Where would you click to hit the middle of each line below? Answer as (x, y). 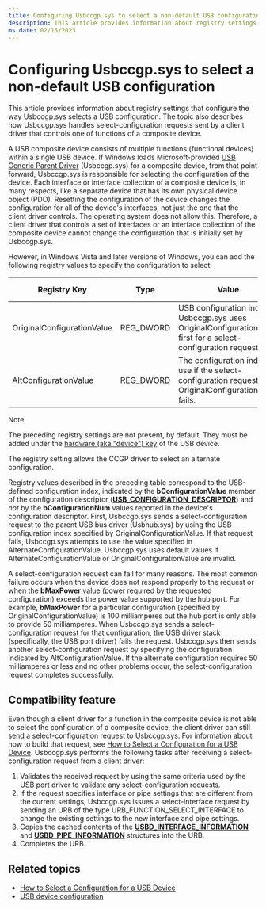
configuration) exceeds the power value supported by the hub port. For (124, 599)
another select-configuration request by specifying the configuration (120, 650)
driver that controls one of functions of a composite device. (105, 134)
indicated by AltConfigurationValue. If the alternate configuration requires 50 (133, 658)
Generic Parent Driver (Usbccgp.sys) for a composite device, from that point (133, 166)
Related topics (44, 869)
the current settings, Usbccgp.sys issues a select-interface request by (135, 802)
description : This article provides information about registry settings (133, 23)
